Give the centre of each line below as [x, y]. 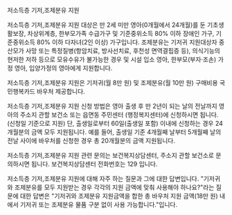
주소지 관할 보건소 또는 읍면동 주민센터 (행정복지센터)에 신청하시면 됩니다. [119, 115]
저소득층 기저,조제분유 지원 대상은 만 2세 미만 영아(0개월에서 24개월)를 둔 [106, 25]
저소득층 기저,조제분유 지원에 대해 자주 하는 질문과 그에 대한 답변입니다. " [106, 179]
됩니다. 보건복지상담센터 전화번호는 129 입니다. [94, 164]
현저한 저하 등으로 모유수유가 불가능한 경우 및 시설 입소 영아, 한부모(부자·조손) [112, 59]
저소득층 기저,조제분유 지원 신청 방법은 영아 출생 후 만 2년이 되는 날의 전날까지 [112, 106]
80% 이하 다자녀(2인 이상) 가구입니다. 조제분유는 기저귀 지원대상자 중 [131, 42]
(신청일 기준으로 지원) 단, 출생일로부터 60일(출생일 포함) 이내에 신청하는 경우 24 [115, 123]
